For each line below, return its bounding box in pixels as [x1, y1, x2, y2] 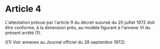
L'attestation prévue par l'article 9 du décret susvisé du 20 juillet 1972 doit [5, 19, 155, 25]
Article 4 [5, 3, 42, 15]
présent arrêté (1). [5, 30, 42, 35]
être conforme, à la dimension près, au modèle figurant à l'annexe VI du [5, 24, 151, 30]
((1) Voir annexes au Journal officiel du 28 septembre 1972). [5, 39, 127, 45]
